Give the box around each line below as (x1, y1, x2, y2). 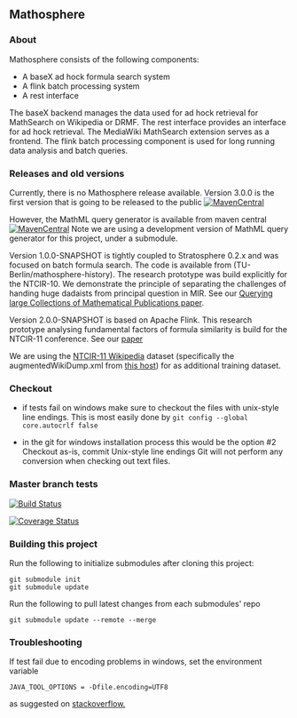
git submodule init (9, 575, 82, 584)
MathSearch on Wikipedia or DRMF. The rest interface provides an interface (9, 116, 286, 127)
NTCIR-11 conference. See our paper (9, 333, 144, 344)
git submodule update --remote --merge (9, 615, 157, 625)
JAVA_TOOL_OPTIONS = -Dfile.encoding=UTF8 (9, 683, 168, 692)
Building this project (9, 538, 98, 550)
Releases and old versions (9, 167, 125, 179)
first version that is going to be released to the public (9, 196, 202, 207)
